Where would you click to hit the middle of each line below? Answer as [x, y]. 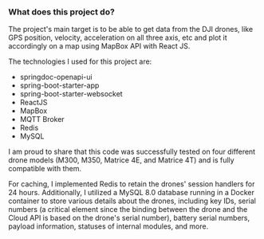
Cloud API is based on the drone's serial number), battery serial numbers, [129, 218]
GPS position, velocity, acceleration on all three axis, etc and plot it [118, 37]
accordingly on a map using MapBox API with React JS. [99, 46]
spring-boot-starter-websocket [71, 94]
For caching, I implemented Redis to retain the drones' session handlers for [132, 184]
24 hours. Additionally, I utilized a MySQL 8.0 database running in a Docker [132, 193]
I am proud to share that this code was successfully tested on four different [132, 152]
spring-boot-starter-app [59, 85]
